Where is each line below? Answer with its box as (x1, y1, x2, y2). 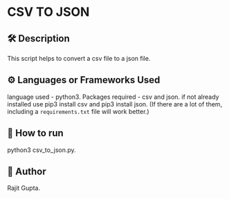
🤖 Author (7, 166, 46, 178)
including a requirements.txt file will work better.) (7, 107, 150, 115)
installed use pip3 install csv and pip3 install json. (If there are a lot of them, (7, 99, 223, 108)
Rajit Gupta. (7, 184, 40, 192)
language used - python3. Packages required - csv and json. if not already (7, 93, 219, 101)
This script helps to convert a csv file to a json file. (7, 55, 151, 62)
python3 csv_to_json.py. (7, 146, 76, 154)
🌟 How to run (7, 127, 64, 139)
